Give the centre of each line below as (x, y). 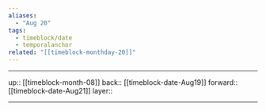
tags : (17, 30)
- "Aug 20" (33, 23)
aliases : (23, 15)
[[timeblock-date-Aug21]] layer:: (61, 91)
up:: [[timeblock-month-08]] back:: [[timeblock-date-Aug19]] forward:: (123, 82)
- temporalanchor (44, 45)
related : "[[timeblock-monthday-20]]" (72, 52)
